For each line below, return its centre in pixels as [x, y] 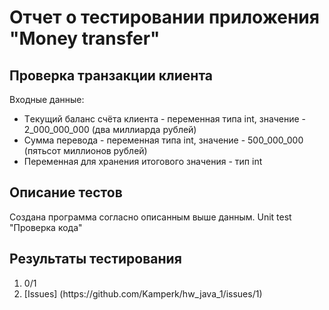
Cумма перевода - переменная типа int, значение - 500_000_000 [163, 140]
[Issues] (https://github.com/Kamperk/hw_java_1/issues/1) [143, 293]
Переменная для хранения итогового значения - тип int [143, 161]
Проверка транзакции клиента [111, 75]
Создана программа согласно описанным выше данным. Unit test [150, 217]
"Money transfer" [85, 38]
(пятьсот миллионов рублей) [85, 150]
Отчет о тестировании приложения [164, 17]
